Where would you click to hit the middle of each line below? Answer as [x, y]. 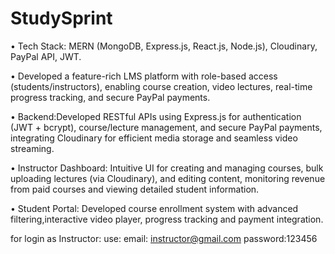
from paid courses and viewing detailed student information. [135, 189]
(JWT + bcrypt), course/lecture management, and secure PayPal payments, [166, 127]
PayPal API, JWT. [46, 56]
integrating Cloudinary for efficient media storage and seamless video [154, 138]
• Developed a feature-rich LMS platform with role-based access [144, 76]
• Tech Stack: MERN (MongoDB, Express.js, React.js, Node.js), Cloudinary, [164, 46]
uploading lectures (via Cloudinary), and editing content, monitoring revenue [168, 178]
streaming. [32, 148]
